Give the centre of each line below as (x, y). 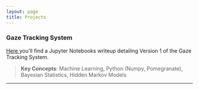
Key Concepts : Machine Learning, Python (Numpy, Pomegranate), (102, 68)
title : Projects (26, 17)
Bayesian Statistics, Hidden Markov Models (73, 75)
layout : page (22, 12)
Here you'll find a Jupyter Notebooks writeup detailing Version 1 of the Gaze (99, 50)
